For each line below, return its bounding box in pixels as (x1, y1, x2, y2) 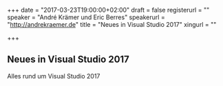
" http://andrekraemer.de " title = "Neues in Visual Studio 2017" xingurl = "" (7, 21, 217, 28)
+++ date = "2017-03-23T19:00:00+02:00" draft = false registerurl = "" (7, 6, 210, 14)
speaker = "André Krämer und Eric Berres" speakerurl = (7, 13, 165, 21)
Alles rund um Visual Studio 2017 (7, 72, 100, 80)
